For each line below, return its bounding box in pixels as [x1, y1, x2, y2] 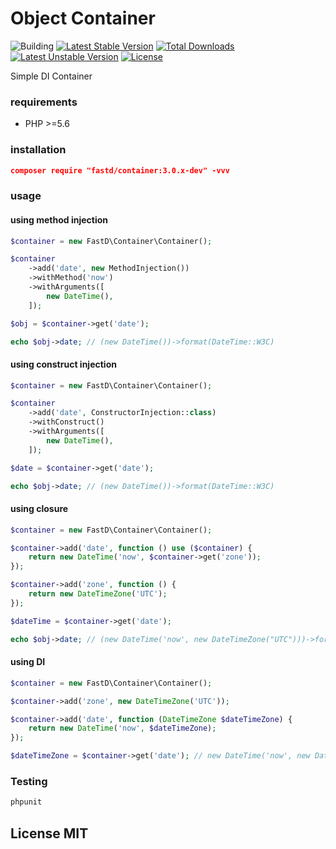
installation [10, 143, 67, 157]
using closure [10, 503, 69, 515]
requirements [10, 95, 78, 109]
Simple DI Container [10, 70, 93, 82]
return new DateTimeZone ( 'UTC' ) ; [28, 589, 168, 599]
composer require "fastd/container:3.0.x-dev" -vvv [10, 165, 230, 176]
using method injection [10, 213, 109, 226]
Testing [10, 774, 48, 788]
